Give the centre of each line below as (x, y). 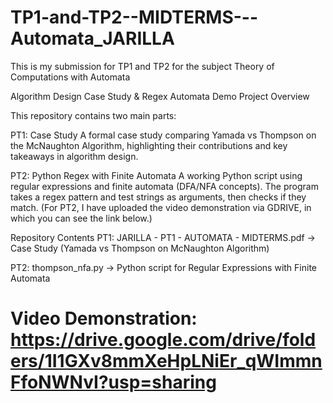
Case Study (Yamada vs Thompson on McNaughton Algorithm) (140, 248)
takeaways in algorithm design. (74, 156)
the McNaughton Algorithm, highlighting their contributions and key (149, 145)
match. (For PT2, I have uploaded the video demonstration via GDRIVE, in (161, 207)
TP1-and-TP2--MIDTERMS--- (134, 17)
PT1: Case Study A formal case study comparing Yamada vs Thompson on (163, 135)
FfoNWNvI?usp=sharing (113, 382)
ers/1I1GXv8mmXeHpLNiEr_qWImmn (166, 361)
